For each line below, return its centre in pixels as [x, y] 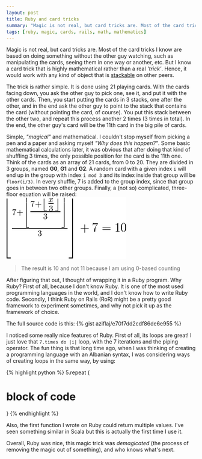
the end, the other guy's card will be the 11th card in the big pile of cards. [96, 125]
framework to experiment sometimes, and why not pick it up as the [89, 306]
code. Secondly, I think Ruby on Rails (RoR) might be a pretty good [89, 299]
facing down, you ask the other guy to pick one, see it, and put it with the [97, 93]
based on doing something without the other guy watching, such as [90, 56]
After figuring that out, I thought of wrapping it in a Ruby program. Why [94, 280]
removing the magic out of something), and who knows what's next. [90, 450]
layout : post [23, 13]
